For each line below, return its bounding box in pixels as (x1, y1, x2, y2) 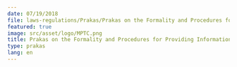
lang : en (7, 50, 33, 57)
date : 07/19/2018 (7, 10, 59, 17)
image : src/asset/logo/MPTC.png (7, 29, 102, 37)
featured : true (7, 23, 52, 30)
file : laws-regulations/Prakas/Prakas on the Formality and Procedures (7, 17, 222, 24)
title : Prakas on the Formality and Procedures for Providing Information (7, 36, 232, 43)
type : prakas (7, 43, 46, 50)
